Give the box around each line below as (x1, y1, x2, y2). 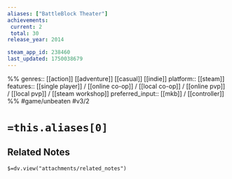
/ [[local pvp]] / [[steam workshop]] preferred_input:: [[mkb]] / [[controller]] (7, 89, 224, 98)
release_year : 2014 (7, 36, 64, 43)
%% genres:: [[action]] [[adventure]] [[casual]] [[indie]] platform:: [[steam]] (7, 74, 225, 83)
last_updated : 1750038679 (7, 55, 83, 63)
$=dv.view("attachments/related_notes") (7, 165, 128, 172)
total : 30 (10, 29, 39, 37)
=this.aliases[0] (7, 122, 109, 135)
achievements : (7, 17, 49, 24)
